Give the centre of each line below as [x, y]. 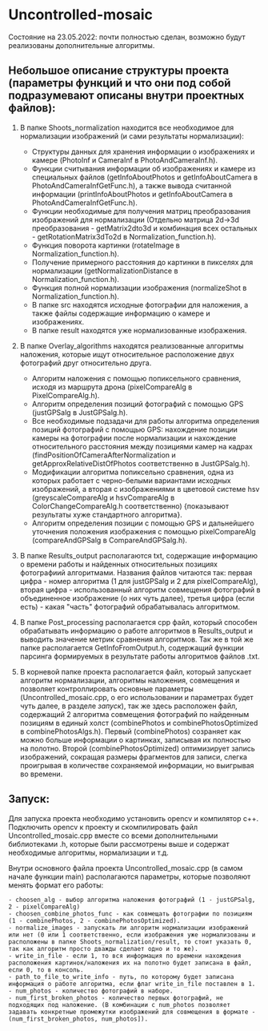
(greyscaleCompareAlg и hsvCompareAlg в [103, 497]
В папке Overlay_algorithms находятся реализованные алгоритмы [132, 345]
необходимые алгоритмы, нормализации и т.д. [89, 852]
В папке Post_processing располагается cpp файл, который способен [138, 622]
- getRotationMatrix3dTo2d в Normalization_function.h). [124, 236]
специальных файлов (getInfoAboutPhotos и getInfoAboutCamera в [145, 177]
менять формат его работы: [56, 885]
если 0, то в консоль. [46, 970]
